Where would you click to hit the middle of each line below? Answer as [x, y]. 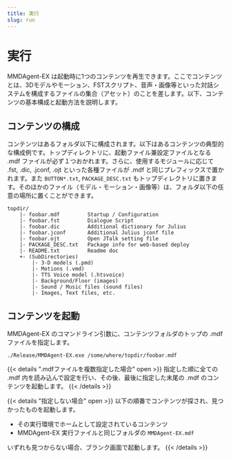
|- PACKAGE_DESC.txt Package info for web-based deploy [104, 245]
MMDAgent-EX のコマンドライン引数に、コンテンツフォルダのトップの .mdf [115, 334]
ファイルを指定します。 [40, 342]
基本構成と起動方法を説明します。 [73, 102]
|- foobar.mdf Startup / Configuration [89, 215]
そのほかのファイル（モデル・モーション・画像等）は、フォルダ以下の [118, 187]
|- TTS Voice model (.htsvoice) [79, 275]
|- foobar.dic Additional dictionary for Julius [103, 227]
